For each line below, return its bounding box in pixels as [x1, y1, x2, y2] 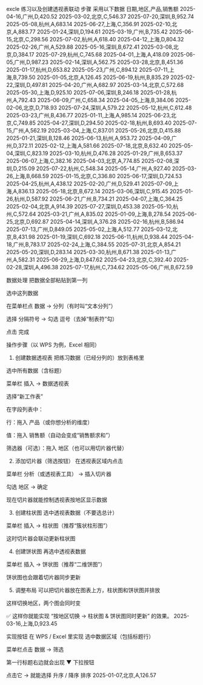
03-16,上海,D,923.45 [6, 620, 58, 627]
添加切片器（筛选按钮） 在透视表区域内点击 [15, 458, 123, 464]
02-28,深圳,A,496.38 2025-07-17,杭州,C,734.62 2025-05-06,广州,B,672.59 [6, 264, 193, 270]
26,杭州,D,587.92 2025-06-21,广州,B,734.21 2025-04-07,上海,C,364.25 [6, 195, 183, 202]
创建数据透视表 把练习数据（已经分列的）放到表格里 [15, 354, 144, 361]
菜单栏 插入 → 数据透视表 [6, 380, 70, 387]
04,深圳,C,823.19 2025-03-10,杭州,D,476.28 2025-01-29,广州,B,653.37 [6, 150, 183, 157]
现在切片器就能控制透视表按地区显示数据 [6, 496, 107, 503]
